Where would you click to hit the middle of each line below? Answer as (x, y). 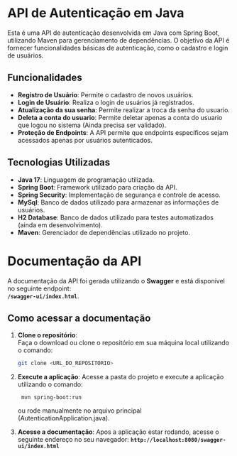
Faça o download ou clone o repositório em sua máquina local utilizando (123, 343)
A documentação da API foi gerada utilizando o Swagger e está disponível (116, 281)
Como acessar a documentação (79, 318)
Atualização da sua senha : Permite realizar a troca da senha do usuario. (124, 110)
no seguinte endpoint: (39, 288)
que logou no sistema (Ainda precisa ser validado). (92, 125)
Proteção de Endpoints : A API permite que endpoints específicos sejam (123, 132)
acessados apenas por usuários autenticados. (85, 140)
